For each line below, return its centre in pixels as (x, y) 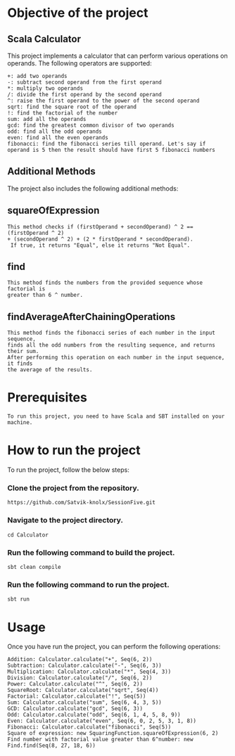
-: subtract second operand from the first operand (84, 82)
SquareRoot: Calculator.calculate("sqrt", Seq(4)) (83, 691)
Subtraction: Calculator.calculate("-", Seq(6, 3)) (84, 666)
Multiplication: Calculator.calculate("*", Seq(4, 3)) (89, 672)
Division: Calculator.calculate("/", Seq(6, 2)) (80, 678)
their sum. (23, 352)
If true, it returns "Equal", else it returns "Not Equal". (100, 245)
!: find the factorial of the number (63, 113)
